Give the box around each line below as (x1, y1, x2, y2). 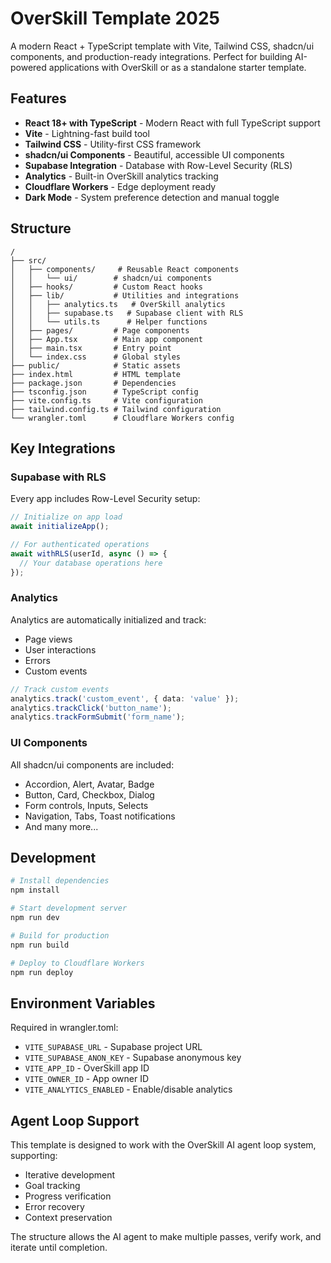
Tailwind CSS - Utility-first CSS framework (24, 138, 202, 150)
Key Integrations (10, 440, 116, 457)
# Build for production (10, 930, 110, 941)
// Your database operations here (19, 558, 163, 568)
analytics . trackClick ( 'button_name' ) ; (10, 703, 172, 713)
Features (10, 90, 67, 107)
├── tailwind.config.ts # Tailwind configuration (10, 404, 222, 414)
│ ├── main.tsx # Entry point (10, 343, 172, 353)
